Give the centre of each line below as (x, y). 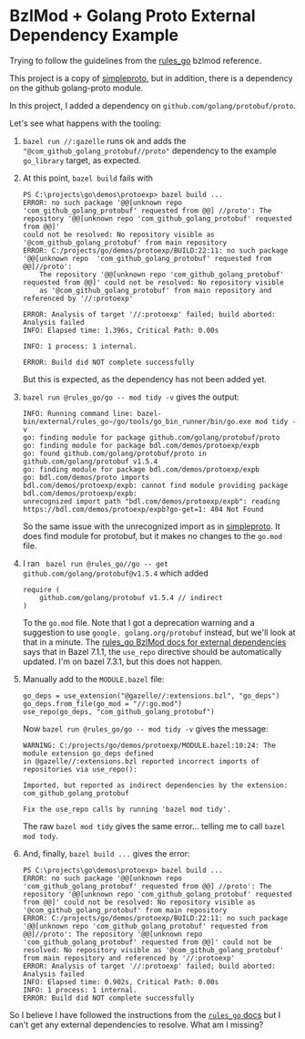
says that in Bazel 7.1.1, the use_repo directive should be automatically (152, 651)
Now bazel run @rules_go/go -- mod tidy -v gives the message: (145, 728)
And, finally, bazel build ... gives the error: (106, 853)
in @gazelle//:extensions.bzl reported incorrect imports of (141, 761)
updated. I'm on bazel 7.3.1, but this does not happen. (122, 661)
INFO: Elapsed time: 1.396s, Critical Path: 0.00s (121, 330)
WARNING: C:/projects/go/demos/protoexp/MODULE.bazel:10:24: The (149, 745)
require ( (41, 589)
